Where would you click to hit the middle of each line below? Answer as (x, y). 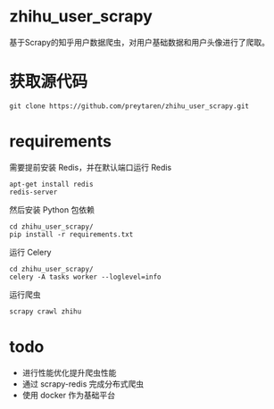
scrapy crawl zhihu (46, 311)
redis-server (33, 192)
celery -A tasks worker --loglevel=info (86, 277)
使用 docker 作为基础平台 (69, 395)
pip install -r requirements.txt (71, 234)
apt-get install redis (51, 184)
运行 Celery (30, 252)
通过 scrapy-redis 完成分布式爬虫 (83, 384)
